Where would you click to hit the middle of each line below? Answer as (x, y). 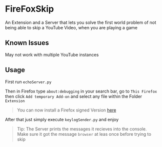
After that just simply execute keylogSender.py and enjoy (62, 119)
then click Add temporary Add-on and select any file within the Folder (74, 96)
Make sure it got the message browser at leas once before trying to (84, 134)
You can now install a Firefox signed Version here (66, 110)
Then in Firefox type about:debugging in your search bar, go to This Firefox (81, 91)
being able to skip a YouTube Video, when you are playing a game (71, 27)
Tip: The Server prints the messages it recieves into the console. (82, 129)
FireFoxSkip (30, 9)
